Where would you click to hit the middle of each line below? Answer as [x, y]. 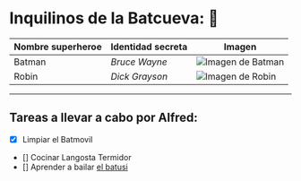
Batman [30, 62]
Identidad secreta [149, 47]
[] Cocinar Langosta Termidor [77, 157]
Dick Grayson [139, 76]
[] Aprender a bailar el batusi [75, 167]
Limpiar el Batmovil [57, 139]
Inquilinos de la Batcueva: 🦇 [114, 18]
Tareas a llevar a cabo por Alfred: [104, 118]
